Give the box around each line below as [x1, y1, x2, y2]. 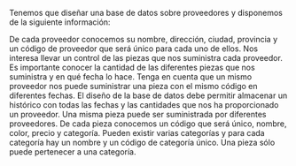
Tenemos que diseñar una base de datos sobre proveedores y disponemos [9, 8, 284, 18]
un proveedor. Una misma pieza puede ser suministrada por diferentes [9, 109, 267, 119]
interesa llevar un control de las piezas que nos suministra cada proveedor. [9, 53, 284, 63]
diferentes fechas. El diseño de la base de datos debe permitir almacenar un [9, 90, 288, 101]
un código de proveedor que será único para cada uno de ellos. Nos [9, 43, 259, 54]
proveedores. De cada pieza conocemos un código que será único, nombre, [9, 118, 287, 129]
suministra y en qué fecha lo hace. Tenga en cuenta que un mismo [9, 72, 253, 82]
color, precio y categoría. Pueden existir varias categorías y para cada [9, 128, 265, 138]
